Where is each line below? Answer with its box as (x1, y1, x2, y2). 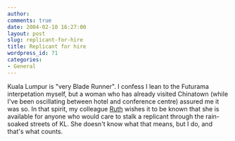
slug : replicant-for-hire (7, 37, 83, 44)
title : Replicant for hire (7, 43, 87, 50)
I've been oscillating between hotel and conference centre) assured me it (7, 97, 220, 106)
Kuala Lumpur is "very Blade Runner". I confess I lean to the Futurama (7, 82, 210, 90)
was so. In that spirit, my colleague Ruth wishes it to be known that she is (7, 104, 220, 113)
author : (7, 10, 30, 18)
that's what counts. (7, 127, 63, 135)
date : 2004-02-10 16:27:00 (7, 23, 87, 30)
